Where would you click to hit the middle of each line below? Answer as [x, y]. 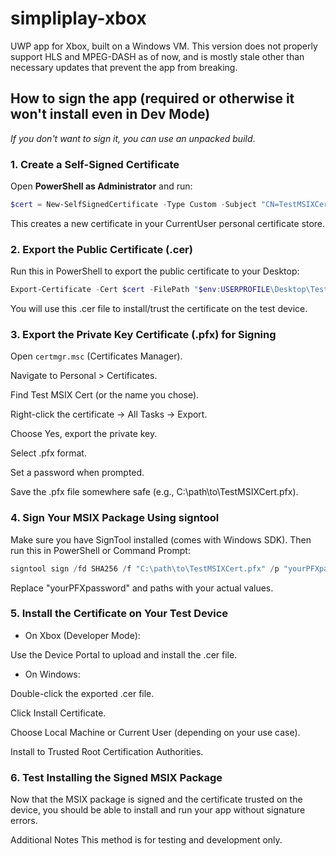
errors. [24, 821]
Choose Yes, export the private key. [84, 434]
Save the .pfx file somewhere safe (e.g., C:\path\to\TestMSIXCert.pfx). [154, 492]
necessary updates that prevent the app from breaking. [124, 67]
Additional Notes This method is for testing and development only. [146, 840]
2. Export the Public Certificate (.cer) [101, 249]
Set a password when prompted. [77, 473]
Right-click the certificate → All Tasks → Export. [109, 414]
